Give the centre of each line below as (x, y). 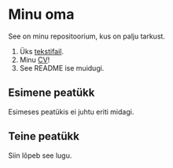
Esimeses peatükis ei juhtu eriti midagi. (71, 111)
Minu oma (41, 15)
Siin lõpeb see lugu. (40, 155)
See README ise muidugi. (62, 68)
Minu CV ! (35, 60)
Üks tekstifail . (42, 51)
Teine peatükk (44, 136)
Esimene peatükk (52, 93)
